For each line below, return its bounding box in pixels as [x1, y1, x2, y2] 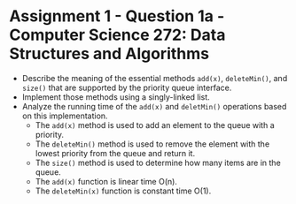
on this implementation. [21, 110, 108, 121]
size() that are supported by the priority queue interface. [21, 82, 232, 93]
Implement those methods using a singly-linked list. [21, 91, 210, 102]
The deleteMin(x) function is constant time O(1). [35, 185, 212, 196]
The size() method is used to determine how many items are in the [35, 157, 281, 168]
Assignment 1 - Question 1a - [9, 6, 225, 26]
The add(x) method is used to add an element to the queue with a [35, 119, 275, 130]
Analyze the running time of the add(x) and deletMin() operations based [21, 101, 287, 111]
